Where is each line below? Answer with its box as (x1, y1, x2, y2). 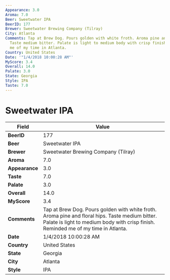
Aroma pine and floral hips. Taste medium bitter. (42, 212, 157, 219)
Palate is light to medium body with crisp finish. (42, 219, 155, 226)
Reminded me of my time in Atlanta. (42, 225, 127, 232)
